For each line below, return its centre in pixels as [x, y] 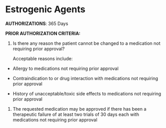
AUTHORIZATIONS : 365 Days [37, 23]
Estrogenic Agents [45, 9]
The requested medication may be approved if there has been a [79, 109]
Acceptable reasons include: [43, 58]
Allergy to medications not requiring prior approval [65, 68]
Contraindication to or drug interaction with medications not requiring [85, 78]
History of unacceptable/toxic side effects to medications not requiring [87, 93]
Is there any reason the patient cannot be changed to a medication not [86, 43]
